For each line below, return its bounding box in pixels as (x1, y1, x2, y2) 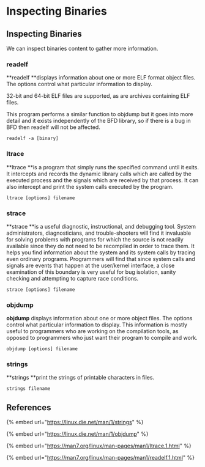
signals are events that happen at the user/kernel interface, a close (6, 262, 175, 269)
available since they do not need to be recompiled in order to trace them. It (6, 242, 195, 249)
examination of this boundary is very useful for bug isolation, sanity (6, 268, 176, 276)
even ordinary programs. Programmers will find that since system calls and (6, 255, 195, 262)
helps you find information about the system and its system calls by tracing (6, 249, 196, 256)
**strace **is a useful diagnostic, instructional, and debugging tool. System (6, 222, 196, 230)
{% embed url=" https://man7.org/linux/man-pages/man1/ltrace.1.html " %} (6, 442, 192, 450)
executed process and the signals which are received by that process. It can (6, 176, 199, 184)
